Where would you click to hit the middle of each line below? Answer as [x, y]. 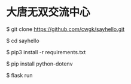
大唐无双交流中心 [48, 12]
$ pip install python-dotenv [39, 64]
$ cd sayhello [23, 41]
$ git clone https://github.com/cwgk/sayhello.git [65, 29]
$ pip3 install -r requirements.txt [46, 52]
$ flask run [19, 75]
